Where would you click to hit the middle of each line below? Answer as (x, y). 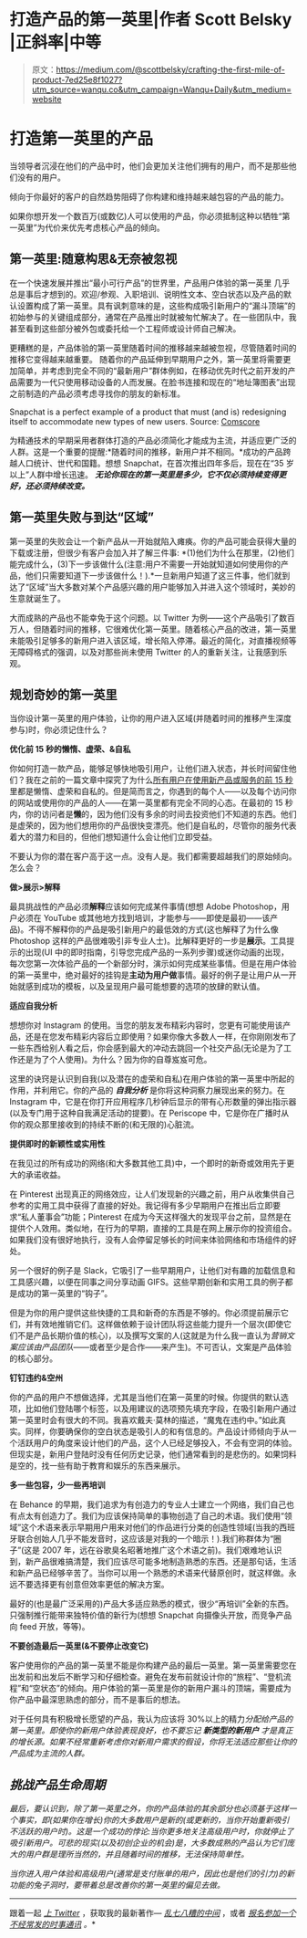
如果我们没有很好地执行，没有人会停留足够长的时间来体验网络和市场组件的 (149, 1240)
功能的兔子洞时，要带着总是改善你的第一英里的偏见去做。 (117, 1885)
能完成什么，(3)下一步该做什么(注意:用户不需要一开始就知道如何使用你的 (145, 564)
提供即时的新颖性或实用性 (57, 1144)
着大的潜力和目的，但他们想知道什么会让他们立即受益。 (113, 837)
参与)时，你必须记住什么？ (59, 730)
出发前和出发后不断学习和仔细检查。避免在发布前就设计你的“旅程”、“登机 (147, 1677)
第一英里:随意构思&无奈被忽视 (93, 259)
